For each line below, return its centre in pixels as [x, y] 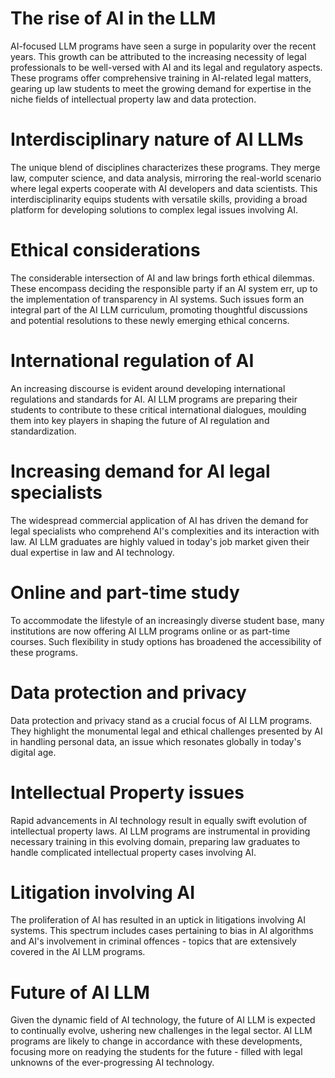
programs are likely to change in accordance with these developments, [156, 1041]
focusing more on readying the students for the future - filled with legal [156, 1052]
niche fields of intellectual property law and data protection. [133, 99]
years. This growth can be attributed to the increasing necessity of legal [158, 56]
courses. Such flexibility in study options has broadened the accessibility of [166, 641]
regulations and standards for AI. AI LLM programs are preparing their [154, 399]
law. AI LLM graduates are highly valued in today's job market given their [160, 541]
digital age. [33, 752]
